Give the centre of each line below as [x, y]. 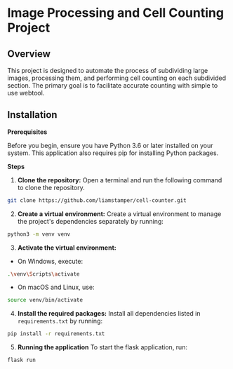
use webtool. [26, 93]
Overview [29, 54]
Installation [32, 115]
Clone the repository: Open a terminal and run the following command [120, 180]
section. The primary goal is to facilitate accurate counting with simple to [113, 85]
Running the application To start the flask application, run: [102, 347]
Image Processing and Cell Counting [116, 13]
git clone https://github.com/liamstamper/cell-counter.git [97, 200]
